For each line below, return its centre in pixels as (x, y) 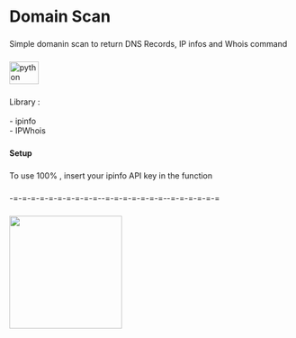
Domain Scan (60, 17)
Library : (25, 102)
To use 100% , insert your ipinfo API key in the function (111, 175)
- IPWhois (28, 130)
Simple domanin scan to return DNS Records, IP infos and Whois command (148, 44)
